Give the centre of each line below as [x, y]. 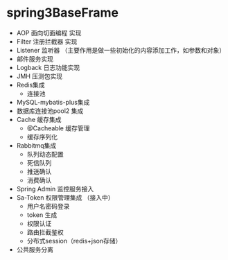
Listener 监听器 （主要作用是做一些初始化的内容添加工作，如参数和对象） [121, 50]
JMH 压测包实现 [40, 76]
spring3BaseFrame [63, 13]
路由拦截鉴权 [45, 232]
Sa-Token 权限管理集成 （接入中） [65, 197]
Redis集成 [31, 85]
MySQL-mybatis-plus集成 [53, 102]
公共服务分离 [35, 249]
